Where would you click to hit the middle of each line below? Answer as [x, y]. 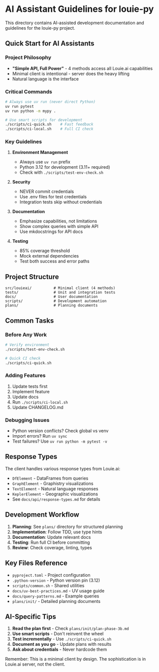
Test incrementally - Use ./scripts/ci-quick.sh [62, 639]
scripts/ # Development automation [56, 301]
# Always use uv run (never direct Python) [50, 102]
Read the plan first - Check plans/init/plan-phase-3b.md [70, 629]
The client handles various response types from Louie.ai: [63, 468]
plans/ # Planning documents [51, 305]
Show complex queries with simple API [59, 226]
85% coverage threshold [45, 251]
